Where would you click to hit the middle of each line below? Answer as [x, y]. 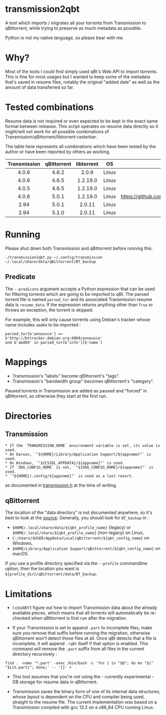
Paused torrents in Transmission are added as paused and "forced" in [76, 390]
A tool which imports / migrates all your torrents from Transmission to [76, 23]
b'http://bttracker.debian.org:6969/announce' [54, 338]
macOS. [20, 554]
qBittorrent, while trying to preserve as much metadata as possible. [74, 28]
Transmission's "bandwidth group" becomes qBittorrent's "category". [83, 381]
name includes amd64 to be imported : [43, 325]
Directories [28, 416]
